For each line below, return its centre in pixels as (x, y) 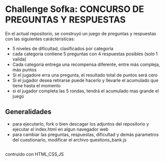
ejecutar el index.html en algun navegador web (60, 129)
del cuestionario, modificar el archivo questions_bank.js (69, 140)
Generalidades (28, 112)
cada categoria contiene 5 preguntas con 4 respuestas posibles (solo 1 (85, 54)
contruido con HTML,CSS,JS (35, 154)
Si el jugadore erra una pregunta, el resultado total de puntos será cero (85, 75)
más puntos (24, 70)
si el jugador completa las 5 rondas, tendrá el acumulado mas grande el (85, 91)
